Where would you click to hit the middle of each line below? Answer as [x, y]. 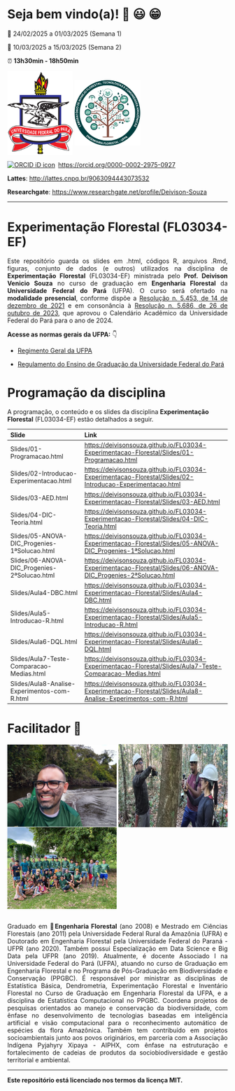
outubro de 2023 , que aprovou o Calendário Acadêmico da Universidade [118, 313]
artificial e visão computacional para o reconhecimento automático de [117, 1023]
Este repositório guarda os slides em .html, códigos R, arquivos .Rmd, [117, 261]
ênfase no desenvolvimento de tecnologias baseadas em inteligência [117, 1015]
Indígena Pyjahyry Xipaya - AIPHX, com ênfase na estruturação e [117, 1046]
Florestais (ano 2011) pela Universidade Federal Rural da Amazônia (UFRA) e [117, 934]
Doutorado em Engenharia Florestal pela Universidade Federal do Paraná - [117, 941]
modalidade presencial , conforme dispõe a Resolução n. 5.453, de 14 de [117, 298]
